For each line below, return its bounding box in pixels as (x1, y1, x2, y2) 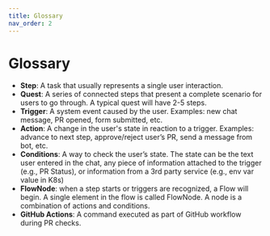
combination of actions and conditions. (19, 201, 150, 211)
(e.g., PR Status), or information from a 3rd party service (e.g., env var (19, 166, 255, 176)
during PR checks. (19, 218, 82, 228)
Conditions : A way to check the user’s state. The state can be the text (19, 150, 254, 159)
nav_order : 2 (8, 19, 53, 27)
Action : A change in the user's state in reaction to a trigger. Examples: (19, 124, 255, 133)
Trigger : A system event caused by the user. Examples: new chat (19, 107, 238, 116)
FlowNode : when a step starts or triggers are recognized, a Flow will (19, 183, 249, 194)
